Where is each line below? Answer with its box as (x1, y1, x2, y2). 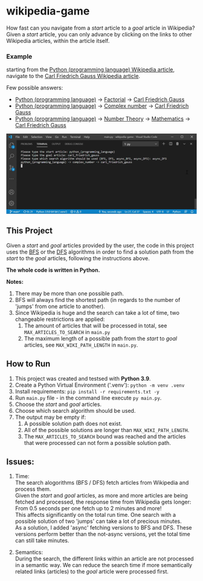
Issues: (6, 456, 34, 467)
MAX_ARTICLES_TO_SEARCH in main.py (24, 328, 111, 335)
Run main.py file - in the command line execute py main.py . (14, 394, 162, 401)
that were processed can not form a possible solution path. (24, 439, 171, 446)
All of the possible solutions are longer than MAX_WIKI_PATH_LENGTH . (24, 426, 190, 433)
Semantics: (14, 549, 43, 556)
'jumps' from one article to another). (14, 303, 106, 310)
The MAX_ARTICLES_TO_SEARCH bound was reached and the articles (24, 433, 186, 440)
